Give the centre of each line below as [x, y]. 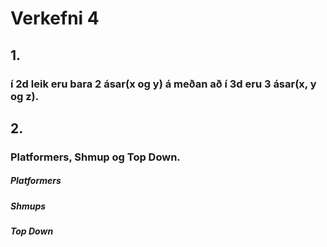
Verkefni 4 [55, 18]
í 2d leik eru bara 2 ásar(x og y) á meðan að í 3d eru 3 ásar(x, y [163, 84]
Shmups [28, 206]
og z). [25, 96]
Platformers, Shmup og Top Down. [95, 157]
